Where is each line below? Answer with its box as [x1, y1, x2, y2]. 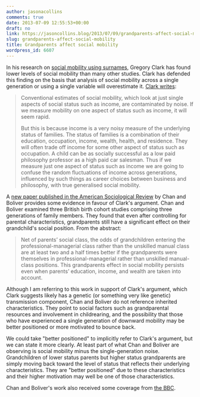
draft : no [6, 25, 31, 31]
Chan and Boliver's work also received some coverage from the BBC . [6, 384, 176, 391]
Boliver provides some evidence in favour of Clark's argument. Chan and [6, 199, 185, 206]
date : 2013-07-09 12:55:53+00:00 [6, 20, 89, 26]
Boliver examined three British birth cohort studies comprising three [6, 206, 173, 213]
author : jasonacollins [6, 8, 62, 15]
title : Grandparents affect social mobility [6, 42, 118, 48]
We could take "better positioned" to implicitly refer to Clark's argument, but [6, 335, 193, 342]
